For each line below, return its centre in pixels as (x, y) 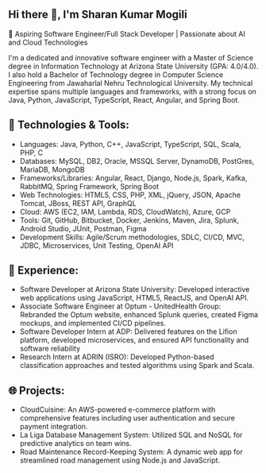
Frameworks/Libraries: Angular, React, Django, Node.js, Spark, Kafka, (133, 178)
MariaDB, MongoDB (52, 169)
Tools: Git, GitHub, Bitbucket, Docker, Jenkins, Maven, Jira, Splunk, (129, 220)
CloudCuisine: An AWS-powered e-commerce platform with (118, 409)
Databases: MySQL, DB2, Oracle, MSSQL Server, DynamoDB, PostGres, (137, 161)
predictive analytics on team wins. (75, 444)
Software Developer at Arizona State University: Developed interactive (135, 289)
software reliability (50, 349)
